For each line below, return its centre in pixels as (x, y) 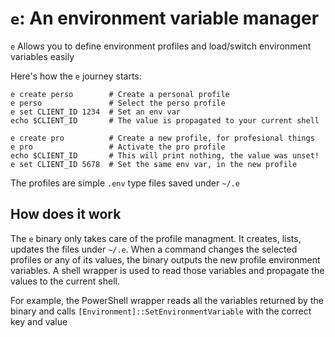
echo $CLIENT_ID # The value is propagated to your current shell (165, 120)
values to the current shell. (65, 281)
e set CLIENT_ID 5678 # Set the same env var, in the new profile (154, 164)
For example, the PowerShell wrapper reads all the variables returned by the (167, 300)
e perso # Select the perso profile (118, 103)
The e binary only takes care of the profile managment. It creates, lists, (156, 238)
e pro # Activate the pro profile (118, 147)
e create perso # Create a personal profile (120, 94)
